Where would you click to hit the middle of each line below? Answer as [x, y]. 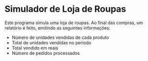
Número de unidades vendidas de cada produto [60, 37]
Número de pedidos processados [46, 53]
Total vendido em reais [35, 48]
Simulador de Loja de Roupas [65, 9]
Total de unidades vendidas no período [52, 42]
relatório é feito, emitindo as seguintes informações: [57, 28]
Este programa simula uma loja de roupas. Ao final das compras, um [74, 23]
